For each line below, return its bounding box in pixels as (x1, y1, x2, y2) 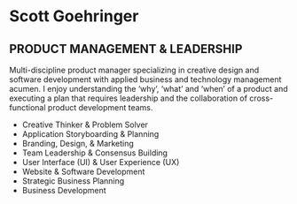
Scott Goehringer (9, 6, 139, 26)
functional (9, 102, 46, 112)
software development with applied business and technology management (9, 74, 282, 85)
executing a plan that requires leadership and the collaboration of (9, 93, 248, 103)
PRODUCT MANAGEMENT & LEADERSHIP (9, 42, 243, 57)
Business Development (21, 185, 106, 195)
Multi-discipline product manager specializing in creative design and (9, 64, 260, 75)
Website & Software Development (21, 166, 145, 177)
